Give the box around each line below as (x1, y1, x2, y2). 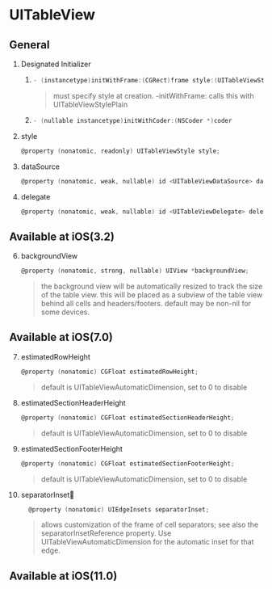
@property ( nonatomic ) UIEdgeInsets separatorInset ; (28, 505, 210, 514)
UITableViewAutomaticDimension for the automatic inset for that (40, 537, 254, 547)
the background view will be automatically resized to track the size (40, 281, 263, 292)
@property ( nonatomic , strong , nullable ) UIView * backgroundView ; (20, 267, 249, 276)
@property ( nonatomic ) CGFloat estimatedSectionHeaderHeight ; (20, 414, 235, 422)
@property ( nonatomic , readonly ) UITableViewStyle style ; (20, 147, 220, 155)
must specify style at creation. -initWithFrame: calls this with (52, 90, 254, 100)
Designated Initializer (20, 59, 91, 69)
